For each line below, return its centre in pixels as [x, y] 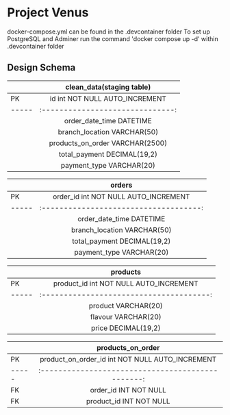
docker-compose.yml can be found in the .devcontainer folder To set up [108, 32]
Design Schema [41, 67]
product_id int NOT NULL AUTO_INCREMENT [126, 284]
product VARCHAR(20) [126, 305]
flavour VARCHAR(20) [126, 316]
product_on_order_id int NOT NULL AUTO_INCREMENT [128, 359]
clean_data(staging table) [108, 87]
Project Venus [48, 13]
